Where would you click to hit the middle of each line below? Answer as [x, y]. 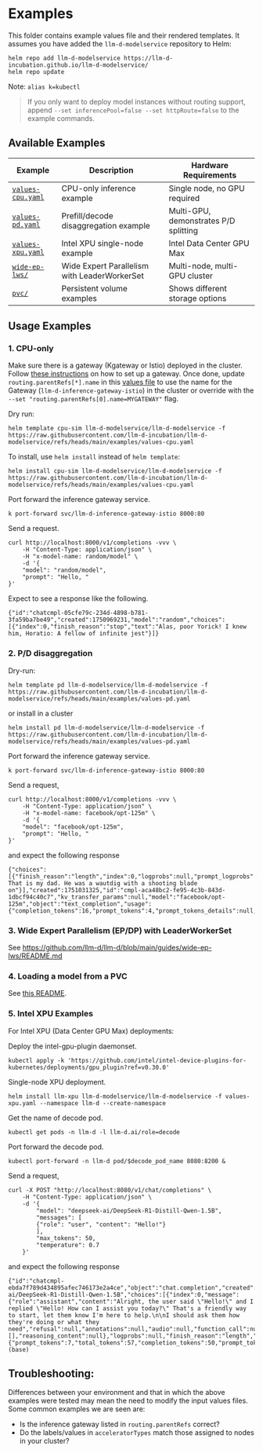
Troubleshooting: [51, 1374]
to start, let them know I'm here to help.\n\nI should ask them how [124, 1315]
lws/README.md [35, 956]
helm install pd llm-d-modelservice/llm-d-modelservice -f [106, 727]
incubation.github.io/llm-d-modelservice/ [78, 65]
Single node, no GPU [207, 188]
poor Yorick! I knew [213, 627]
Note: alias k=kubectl [44, 86]
